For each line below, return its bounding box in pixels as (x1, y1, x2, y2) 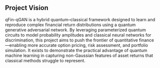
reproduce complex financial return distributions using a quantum (5, 22, 136, 27)
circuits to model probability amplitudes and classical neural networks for (5, 32, 152, 38)
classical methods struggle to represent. (5, 57, 86, 63)
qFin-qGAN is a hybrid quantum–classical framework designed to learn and (5, 16, 156, 22)
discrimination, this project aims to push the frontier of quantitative (5, 37, 138, 43)
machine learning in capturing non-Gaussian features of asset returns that (5, 53, 154, 58)
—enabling (5, 42, 27, 48)
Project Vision (5, 4, 48, 12)
